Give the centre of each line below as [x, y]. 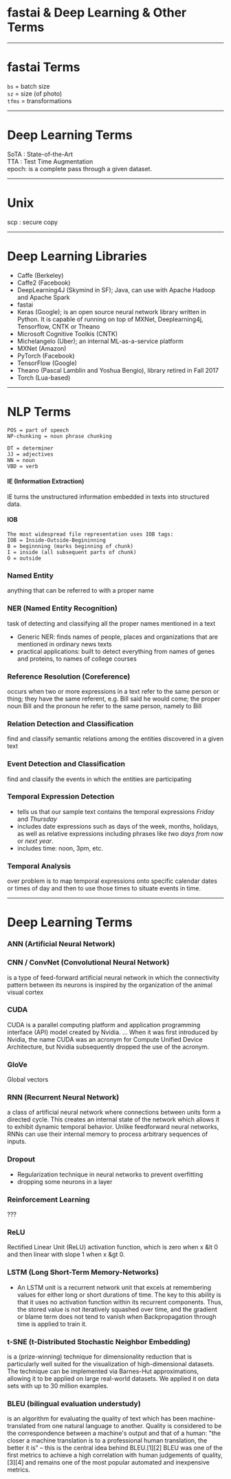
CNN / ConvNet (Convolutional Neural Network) [88, 963]
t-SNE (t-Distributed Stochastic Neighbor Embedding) [99, 1341]
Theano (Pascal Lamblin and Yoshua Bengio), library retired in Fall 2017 [118, 370]
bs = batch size [29, 86]
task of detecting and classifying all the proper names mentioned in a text [111, 623]
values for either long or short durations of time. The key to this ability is [119, 1295]
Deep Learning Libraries [77, 256]
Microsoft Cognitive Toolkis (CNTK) [67, 333]
